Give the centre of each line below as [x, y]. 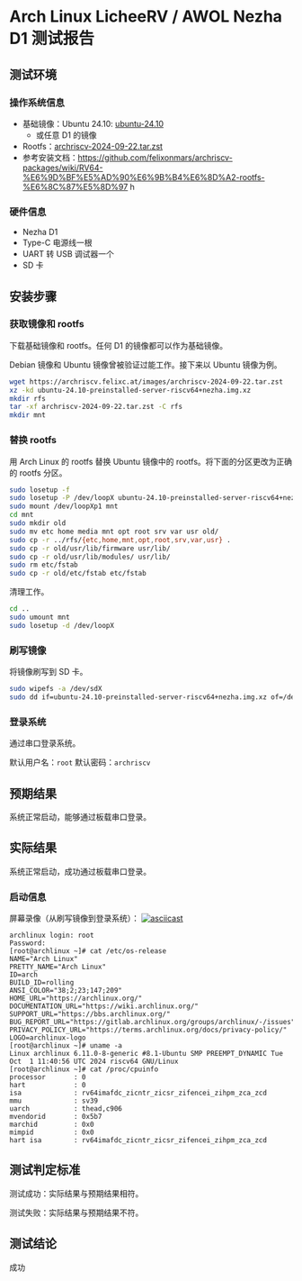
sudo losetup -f [40, 490]
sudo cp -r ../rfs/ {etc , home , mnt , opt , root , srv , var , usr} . [120, 540]
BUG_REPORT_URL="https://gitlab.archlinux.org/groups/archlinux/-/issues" [152, 1022]
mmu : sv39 [54, 1101]
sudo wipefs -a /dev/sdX [56, 689]
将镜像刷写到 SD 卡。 [49, 672]
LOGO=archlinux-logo [48, 1038]
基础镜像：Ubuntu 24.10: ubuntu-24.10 [93, 123]
